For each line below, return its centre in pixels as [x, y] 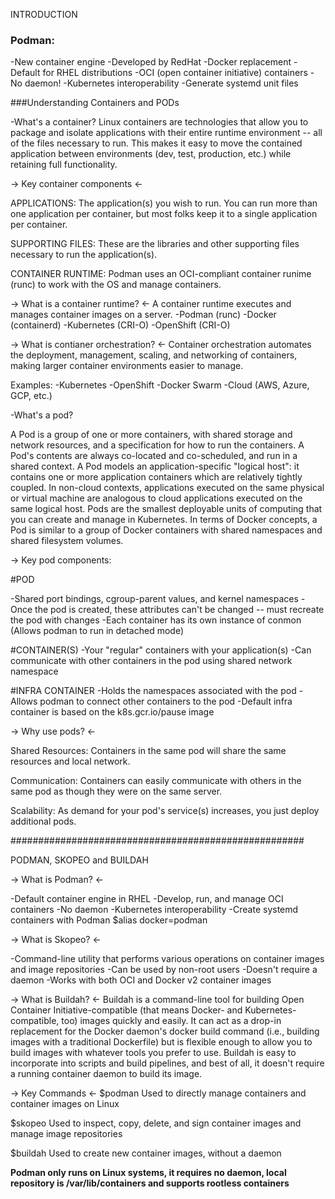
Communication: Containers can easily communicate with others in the [156, 781]
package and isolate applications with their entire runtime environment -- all [166, 133]
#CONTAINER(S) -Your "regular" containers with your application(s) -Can [161, 650]
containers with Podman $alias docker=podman [109, 920]
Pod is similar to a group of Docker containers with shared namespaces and [166, 530]
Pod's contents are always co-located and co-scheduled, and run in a [154, 456]
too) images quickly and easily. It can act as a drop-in [171, 1021]
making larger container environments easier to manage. [127, 366]
